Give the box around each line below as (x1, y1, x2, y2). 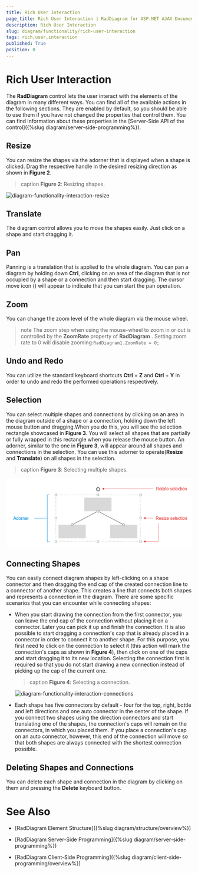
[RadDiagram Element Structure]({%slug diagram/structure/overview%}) (14, 824, 192, 831)
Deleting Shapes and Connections (6, 762, 134, 772)
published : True (6, 41, 46, 47)
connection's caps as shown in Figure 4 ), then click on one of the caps (14, 648, 187, 655)
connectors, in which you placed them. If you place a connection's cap (14, 727, 187, 734)
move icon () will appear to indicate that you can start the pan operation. (6, 282, 181, 289)
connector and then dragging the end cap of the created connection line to (6, 581, 188, 588)
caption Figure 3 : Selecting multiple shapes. (20, 466, 128, 473)
